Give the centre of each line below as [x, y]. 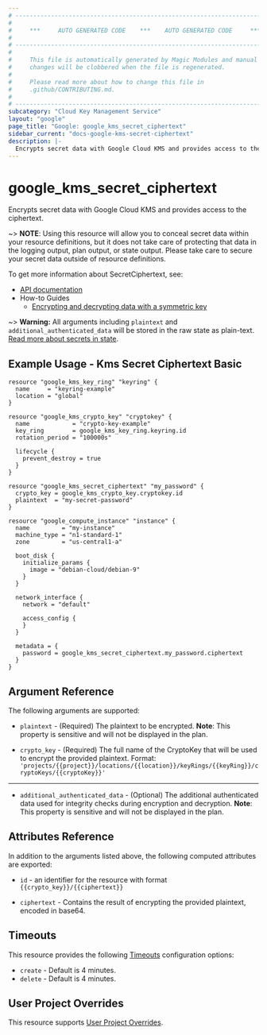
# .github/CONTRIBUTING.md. [62, 89]
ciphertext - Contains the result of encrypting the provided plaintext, [133, 902]
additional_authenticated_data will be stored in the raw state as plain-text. [132, 330]
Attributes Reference [61, 837]
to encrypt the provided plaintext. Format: [88, 758]
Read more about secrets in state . [64, 339]
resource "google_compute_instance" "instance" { [92, 521]
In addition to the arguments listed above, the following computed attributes [132, 855]
